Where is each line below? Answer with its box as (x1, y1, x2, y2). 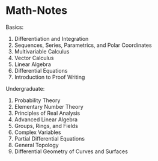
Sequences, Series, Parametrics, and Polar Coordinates (14, 41, 152, 49)
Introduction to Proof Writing (14, 73, 85, 80)
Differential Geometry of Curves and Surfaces (14, 148, 129, 155)
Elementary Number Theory (14, 103, 84, 110)
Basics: (5, 23, 24, 31)
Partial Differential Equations (14, 135, 85, 142)
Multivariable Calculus (14, 47, 70, 55)
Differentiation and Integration (14, 35, 89, 42)
